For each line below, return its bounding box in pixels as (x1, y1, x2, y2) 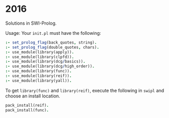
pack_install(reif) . (5, 103, 50, 108)
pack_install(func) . (5, 107, 50, 113)
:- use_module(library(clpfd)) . (5, 54, 74, 60)
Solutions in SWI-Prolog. (5, 20, 57, 26)
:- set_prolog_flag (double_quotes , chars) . (5, 45, 100, 50)
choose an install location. (5, 93, 60, 99)
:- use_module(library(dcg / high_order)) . (5, 64, 95, 69)
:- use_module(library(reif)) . (5, 73, 72, 78)
